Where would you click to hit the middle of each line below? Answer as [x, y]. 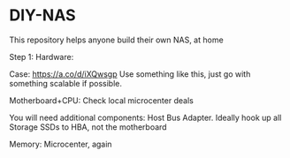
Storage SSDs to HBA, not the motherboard [88, 127]
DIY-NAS [43, 15]
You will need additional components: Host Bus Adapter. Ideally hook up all [145, 117]
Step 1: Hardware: [42, 56]
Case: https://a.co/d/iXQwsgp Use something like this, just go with [130, 74]
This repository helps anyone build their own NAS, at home [116, 40]
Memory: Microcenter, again [61, 144]
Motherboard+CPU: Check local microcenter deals [102, 100]
